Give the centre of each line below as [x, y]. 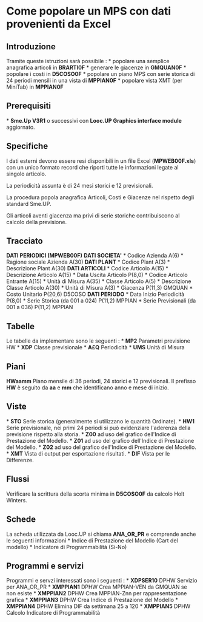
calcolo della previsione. [37, 222]
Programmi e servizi [45, 566]
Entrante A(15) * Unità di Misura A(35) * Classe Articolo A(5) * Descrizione [99, 281]
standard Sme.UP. [29, 203]
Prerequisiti [29, 106]
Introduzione [31, 46]
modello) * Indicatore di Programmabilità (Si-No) [67, 547]
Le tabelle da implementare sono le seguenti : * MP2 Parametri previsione [98, 341]
